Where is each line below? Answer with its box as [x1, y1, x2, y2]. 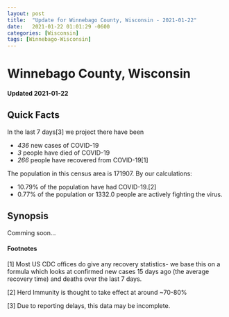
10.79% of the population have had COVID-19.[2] [17, 182, 157, 191]
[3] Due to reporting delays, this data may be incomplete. [7, 301, 171, 309]
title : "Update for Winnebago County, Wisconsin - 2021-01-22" [7, 17, 197, 24]
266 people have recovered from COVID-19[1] [17, 155, 149, 164]
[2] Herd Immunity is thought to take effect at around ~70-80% [7, 288, 187, 296]
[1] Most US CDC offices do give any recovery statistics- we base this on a [7, 259, 221, 268]
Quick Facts [7, 109, 60, 121]
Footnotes [7, 244, 37, 253]
